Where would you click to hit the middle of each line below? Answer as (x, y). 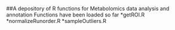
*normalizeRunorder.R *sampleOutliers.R (56, 21)
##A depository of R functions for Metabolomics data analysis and (88, 9)
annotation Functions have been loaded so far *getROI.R (76, 15)
